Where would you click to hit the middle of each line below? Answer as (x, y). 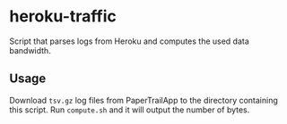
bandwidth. (30, 50)
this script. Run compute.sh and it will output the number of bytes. (130, 110)
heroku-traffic (63, 17)
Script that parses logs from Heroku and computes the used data (129, 41)
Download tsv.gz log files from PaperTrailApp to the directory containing (143, 100)
